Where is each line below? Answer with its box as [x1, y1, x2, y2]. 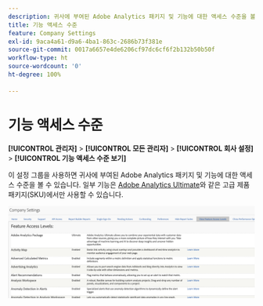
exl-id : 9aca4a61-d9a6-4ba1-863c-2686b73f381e [8, 38, 163, 46]
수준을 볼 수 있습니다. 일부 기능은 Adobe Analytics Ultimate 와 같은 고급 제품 [16, 180, 250, 189]
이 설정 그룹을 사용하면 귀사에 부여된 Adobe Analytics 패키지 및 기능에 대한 [8, 169, 239, 180]
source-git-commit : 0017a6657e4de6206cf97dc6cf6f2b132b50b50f [8, 46, 215, 54]
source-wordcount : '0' [8, 63, 82, 71]
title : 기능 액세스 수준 [8, 20, 78, 29]
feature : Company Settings [8, 29, 96, 37]
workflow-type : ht [8, 54, 68, 62]
